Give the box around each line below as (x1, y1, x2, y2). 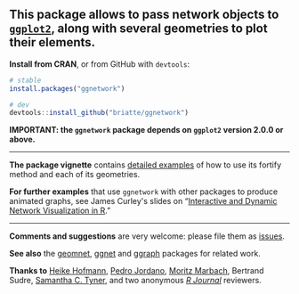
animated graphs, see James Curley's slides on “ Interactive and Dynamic (9, 196, 278, 207)
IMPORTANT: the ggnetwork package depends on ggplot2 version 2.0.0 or (9, 125, 284, 135)
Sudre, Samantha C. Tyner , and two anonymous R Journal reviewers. (9, 275, 263, 286)
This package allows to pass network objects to (9, 7, 279, 22)
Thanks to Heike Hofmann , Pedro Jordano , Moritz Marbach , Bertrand (9, 265, 264, 276)
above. (9, 134, 36, 145)
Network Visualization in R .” (9, 205, 111, 216)
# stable (9, 76, 42, 85)
